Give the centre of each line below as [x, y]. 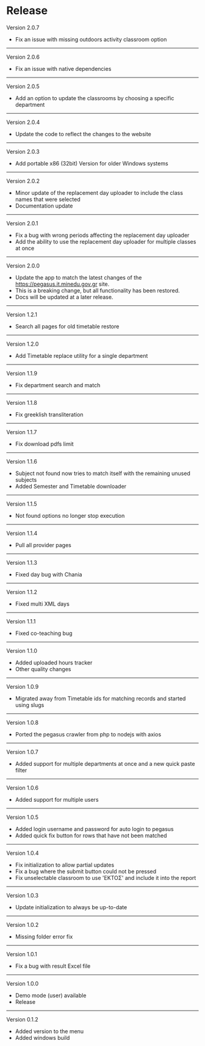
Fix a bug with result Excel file [53, 966]
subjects [26, 479]
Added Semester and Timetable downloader [71, 486]
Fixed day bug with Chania [49, 574]
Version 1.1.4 [22, 533]
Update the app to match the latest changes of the [78, 277]
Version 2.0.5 [23, 86]
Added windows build [42, 1037]
